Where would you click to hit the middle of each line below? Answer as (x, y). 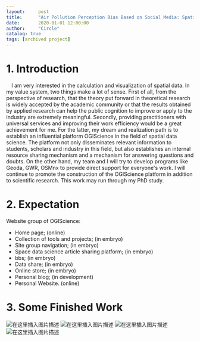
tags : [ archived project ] (38, 39)
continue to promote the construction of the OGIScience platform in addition (99, 174)
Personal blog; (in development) (54, 277)
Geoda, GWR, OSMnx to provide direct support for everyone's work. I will (96, 168)
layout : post (28, 12)
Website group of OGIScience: (43, 221)
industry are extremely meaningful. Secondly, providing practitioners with (96, 117)
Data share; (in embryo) (44, 264)
